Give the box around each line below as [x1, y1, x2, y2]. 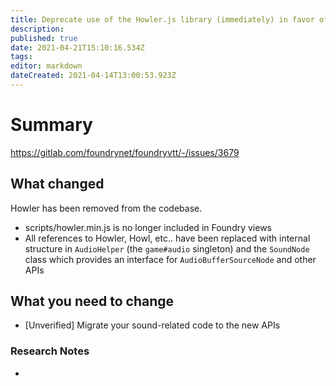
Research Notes [10, 344, 90, 358]
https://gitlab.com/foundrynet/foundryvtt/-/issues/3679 [10, 146, 240, 158]
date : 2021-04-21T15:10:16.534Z [10, 42, 145, 53]
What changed [10, 176, 105, 193]
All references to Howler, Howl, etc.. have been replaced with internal [24, 232, 311, 244]
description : [10, 24, 65, 34]
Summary [10, 114, 93, 136]
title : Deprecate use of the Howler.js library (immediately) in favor [10, 14, 315, 25]
